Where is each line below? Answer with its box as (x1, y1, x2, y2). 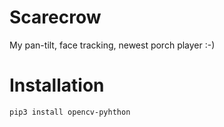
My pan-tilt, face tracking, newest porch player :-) (9, 39, 216, 51)
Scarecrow (9, 6, 102, 29)
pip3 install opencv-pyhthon (9, 107, 131, 117)
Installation (9, 74, 105, 97)
